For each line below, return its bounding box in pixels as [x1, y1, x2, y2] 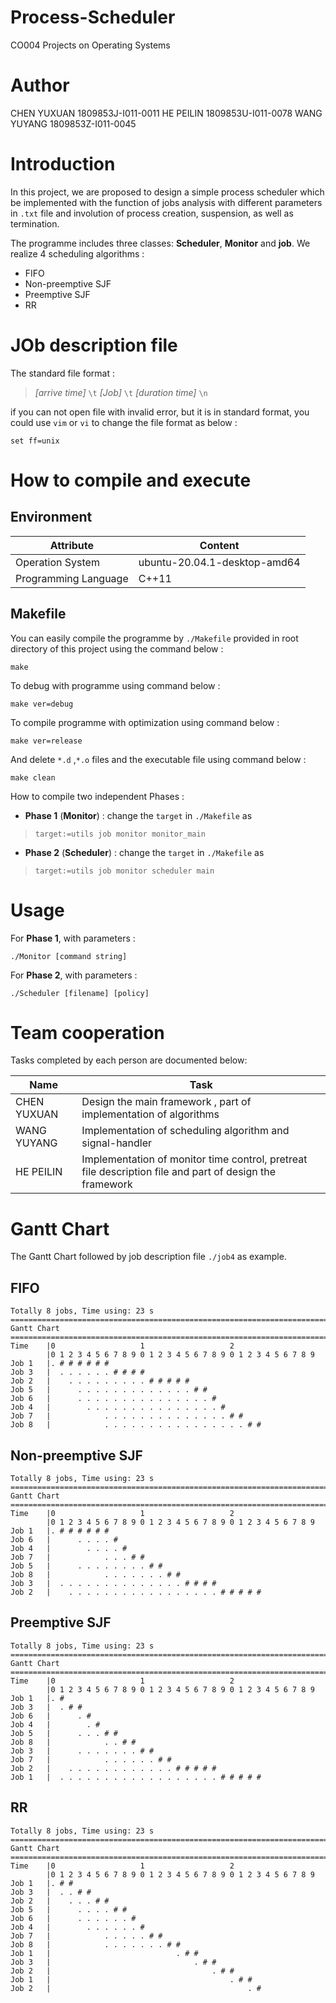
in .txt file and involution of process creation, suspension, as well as [10, 207, 294, 219]
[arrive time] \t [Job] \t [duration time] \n [34, 386, 208, 398]
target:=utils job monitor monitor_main [34, 829, 206, 839]
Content [199, 538, 240, 552]
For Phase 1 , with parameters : [10, 932, 136, 944]
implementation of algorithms [81, 1107, 220, 1121]
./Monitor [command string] [10, 951, 128, 961]
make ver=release [10, 736, 83, 746]
